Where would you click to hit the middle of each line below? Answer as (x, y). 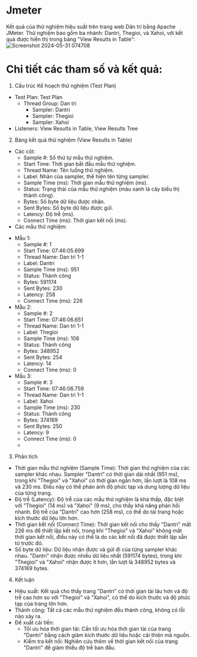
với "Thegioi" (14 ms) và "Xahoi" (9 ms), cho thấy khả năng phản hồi (97, 505)
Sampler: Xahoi (51, 122)
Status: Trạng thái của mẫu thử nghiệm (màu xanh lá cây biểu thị (101, 189)
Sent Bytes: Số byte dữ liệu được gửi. (68, 208)
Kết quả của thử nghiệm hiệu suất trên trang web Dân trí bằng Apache (91, 27)
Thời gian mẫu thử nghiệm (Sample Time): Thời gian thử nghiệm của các (102, 468)
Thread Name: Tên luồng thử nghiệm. (69, 170)
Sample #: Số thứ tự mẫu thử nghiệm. (69, 158)
